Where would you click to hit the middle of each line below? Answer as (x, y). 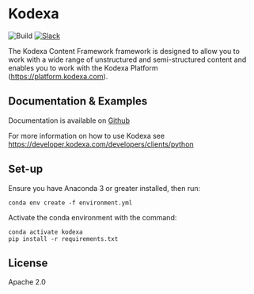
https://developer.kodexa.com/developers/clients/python (101, 144)
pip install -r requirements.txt (63, 239)
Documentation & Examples (78, 101)
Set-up (26, 169)
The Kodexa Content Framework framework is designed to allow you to (124, 51)
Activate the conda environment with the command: (93, 217)
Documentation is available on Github (69, 120)
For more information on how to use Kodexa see (86, 136)
